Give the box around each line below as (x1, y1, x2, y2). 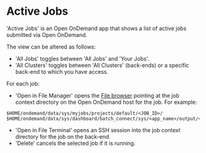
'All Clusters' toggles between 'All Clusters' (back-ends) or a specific (15, 61, 189, 69)
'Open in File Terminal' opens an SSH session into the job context (15, 126, 181, 133)
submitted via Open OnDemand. (6, 31, 88, 38)
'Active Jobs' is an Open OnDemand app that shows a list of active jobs (6, 25, 187, 32)
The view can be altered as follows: (6, 43, 96, 50)
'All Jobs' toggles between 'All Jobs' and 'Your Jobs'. (15, 55, 150, 62)
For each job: (6, 80, 40, 87)
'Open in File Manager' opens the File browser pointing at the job (15, 92, 180, 99)
